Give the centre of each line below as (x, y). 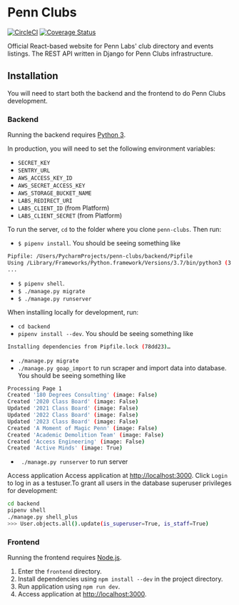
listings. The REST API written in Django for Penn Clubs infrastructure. (110, 54)
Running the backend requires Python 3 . (67, 135)
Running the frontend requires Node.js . (65, 558)
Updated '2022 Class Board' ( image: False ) (73, 415)
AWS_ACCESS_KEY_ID (45, 178)
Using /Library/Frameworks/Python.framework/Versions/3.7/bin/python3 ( (118, 263)
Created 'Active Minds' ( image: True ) (65, 448)
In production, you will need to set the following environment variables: (112, 149)
